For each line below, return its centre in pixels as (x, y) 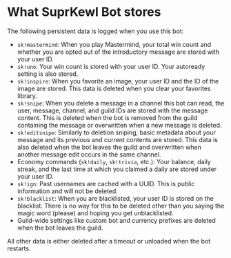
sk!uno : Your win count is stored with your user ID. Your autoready (111, 66)
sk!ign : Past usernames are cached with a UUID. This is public (106, 183)
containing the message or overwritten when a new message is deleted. (119, 125)
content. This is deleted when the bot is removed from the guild (107, 117)
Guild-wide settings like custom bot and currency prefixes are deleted (116, 220)
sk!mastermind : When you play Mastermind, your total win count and (114, 44)
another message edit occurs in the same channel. (89, 154)
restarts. (19, 248)
